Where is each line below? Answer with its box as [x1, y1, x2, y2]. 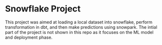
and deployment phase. [5, 34, 53, 40]
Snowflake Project [5, 3, 81, 14]
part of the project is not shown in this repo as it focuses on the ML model [5, 29, 154, 35]
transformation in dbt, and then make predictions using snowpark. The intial [5, 24, 158, 30]
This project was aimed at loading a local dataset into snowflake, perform [5, 19, 153, 25]
